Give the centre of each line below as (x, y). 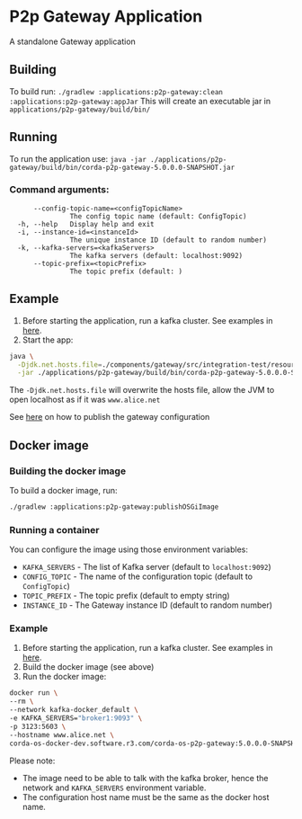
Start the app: (48, 340)
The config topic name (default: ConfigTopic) (158, 216)
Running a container (54, 530)
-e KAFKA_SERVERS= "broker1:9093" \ (76, 718)
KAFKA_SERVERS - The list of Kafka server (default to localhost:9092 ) (147, 567)
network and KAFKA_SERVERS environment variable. (114, 788)
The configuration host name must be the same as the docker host (146, 797)
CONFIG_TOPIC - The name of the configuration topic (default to (138, 576)
